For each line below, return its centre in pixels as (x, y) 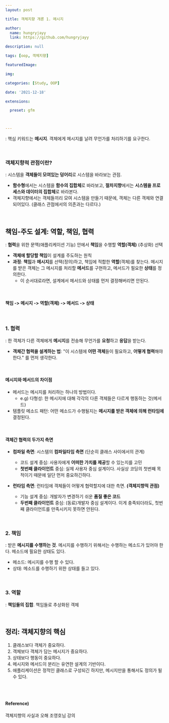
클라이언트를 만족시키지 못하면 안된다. (63, 509)
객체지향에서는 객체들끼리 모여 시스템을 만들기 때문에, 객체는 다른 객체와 (83, 198)
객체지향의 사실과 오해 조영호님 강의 (40, 715)
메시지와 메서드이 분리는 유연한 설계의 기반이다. (59, 664)
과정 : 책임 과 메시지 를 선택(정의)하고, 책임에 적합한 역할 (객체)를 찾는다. (81, 262)
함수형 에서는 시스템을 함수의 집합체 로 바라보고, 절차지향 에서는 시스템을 (82, 185)
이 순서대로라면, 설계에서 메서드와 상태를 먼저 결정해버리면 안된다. (85, 281)
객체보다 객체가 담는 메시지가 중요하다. (50, 651)
